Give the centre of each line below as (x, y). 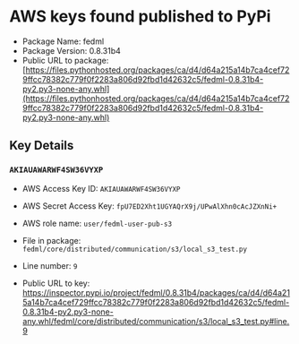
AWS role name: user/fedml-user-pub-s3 (97, 223)
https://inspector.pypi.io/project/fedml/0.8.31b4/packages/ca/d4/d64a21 (156, 292)
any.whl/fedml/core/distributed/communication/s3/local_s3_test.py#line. (156, 321)
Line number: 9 (50, 265)
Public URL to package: (65, 60)
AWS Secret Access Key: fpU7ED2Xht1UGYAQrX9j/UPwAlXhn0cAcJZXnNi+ (149, 206)
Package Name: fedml (63, 41)
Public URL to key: (56, 283)
